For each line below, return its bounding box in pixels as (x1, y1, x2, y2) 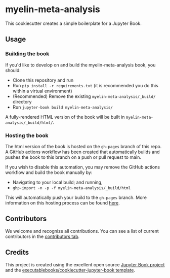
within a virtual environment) (12, 88, 72, 94)
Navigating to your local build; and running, (12, 179, 103, 185)
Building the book (5, 50, 50, 57)
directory (12, 98, 32, 105)
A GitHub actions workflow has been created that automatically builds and (5, 149, 160, 155)
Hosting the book (5, 132, 49, 139)
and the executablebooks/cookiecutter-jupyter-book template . (5, 267, 136, 273)
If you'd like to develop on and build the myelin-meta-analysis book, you (5, 62, 156, 68)
